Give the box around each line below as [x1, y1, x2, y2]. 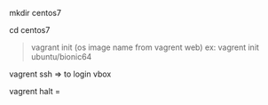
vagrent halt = [9, 86, 60, 96]
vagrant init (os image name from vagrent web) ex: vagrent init [30, 42, 260, 52]
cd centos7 [9, 25, 51, 35]
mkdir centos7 [9, 8, 62, 18]
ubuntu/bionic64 [30, 52, 92, 61]
